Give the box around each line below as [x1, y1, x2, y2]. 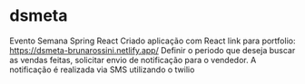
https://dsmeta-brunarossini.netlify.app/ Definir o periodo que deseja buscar [9, 44, 296, 55]
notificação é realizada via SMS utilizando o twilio [9, 64, 195, 75]
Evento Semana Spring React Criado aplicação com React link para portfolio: [9, 35, 296, 46]
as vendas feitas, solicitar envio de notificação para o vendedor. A [9, 54, 257, 65]
